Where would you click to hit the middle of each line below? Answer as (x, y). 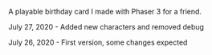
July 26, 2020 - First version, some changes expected (98, 42)
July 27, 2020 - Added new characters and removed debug (106, 27)
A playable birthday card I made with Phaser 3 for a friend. (105, 12)
